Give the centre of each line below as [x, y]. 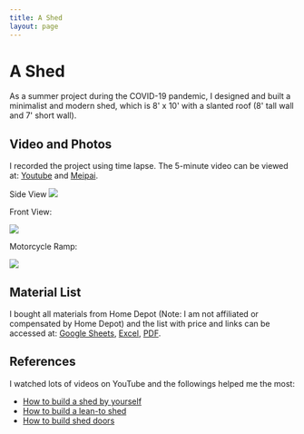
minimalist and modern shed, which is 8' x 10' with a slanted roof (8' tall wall [152, 106]
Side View [28, 194]
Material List [45, 292]
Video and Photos [61, 144]
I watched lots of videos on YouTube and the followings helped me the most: [152, 383]
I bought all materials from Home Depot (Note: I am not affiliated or [134, 314]
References [43, 362]
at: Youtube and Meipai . [54, 176]
